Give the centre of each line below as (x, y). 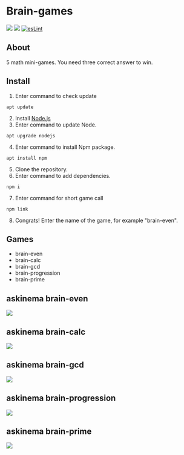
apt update (20, 107)
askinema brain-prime (49, 432)
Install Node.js (33, 118)
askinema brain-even (47, 299)
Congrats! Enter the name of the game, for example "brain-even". (97, 220)
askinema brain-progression (61, 398)
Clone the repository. (41, 169)
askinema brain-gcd (45, 365)
